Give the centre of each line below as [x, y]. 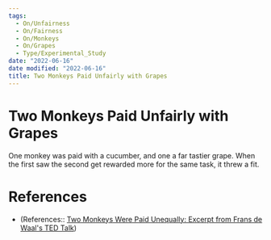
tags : [17, 16]
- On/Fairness [39, 31]
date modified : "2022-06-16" [57, 69]
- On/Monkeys [38, 38]
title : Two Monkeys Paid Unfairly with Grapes [88, 76]
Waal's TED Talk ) [48, 228]
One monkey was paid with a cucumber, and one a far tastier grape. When [132, 155]
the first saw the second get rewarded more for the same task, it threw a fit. [134, 164]
